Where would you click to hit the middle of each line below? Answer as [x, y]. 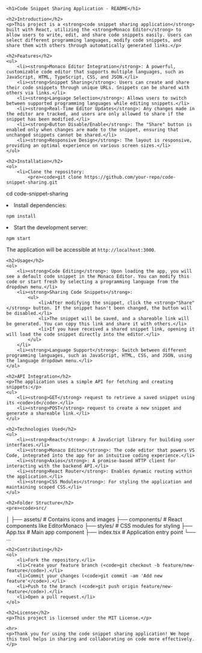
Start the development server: [51, 227]
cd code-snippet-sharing [37, 193]
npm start [19, 238]
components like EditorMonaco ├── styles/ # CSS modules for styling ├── [99, 526]
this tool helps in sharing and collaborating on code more [83, 639]
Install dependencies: [41, 205]
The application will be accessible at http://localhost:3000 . [81, 249]
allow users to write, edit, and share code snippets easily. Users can [99, 35]
